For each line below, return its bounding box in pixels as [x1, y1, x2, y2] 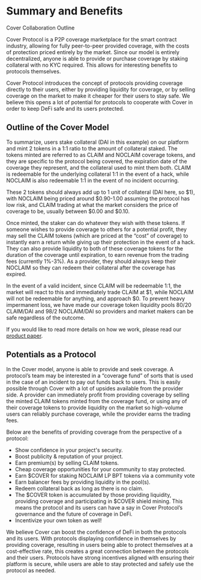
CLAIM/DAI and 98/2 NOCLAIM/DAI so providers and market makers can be [6, 307, 194, 315]
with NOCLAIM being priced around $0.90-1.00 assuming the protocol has [6, 194, 190, 202]
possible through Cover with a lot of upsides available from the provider [6, 384, 184, 392]
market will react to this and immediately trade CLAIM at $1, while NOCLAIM [6, 288, 194, 295]
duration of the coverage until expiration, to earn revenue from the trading [6, 251, 189, 258]
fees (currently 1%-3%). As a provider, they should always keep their [6, 258, 176, 265]
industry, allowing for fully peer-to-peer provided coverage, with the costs [6, 42, 190, 49]
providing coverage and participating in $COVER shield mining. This [14, 498, 183, 505]
